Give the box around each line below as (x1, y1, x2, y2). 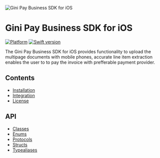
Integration (12, 92, 35, 98)
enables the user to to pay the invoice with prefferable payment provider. (5, 59, 155, 65)
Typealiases (12, 147, 37, 153)
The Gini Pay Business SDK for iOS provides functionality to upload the (5, 48, 151, 55)
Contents (5, 74, 35, 82)
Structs (12, 141, 27, 147)
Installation (12, 87, 35, 93)
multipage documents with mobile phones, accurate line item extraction (5, 54, 153, 60)
